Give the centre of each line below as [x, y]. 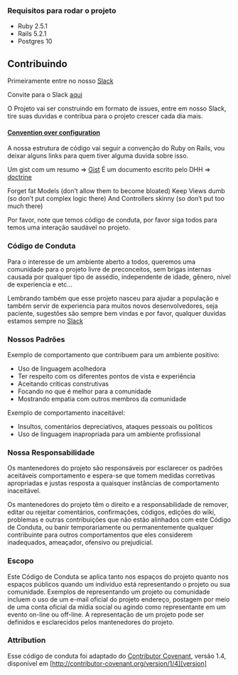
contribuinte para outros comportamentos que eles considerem [100, 535]
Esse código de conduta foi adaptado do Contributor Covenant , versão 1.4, [117, 656]
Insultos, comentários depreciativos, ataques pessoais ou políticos [115, 426]
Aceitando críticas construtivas [63, 383]
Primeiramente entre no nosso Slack [60, 81]
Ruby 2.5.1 [33, 26]
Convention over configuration [54, 132]
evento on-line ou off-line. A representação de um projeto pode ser [106, 614]
